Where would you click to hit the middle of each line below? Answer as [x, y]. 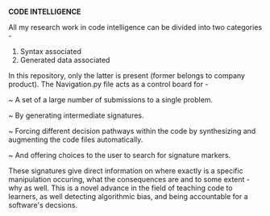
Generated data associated [65, 60]
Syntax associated [51, 51]
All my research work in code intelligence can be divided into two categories [135, 27]
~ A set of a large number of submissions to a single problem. [111, 100]
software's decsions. [43, 205]
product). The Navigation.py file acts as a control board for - [108, 84]
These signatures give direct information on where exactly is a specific [126, 171]
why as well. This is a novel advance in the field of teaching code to [120, 188]
